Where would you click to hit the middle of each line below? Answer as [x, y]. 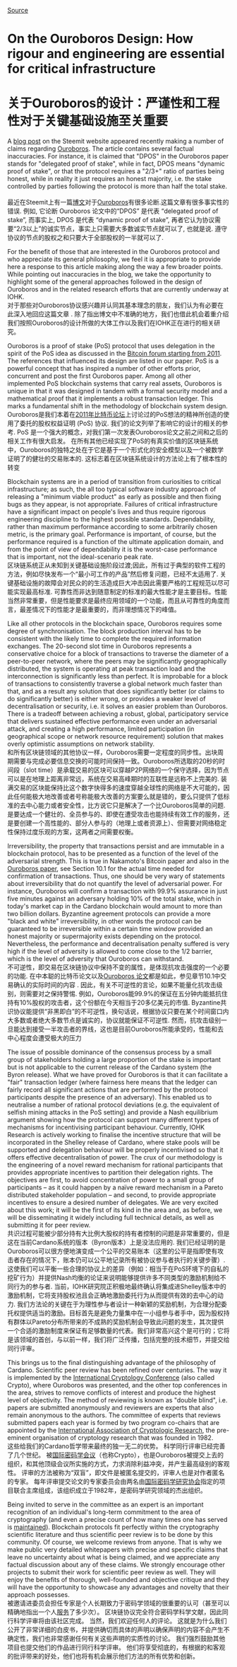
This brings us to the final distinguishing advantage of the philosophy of [112, 1363]
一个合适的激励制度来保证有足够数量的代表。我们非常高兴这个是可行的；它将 [119, 1331]
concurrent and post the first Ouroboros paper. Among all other [99, 376]
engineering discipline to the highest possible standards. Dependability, [111, 519]
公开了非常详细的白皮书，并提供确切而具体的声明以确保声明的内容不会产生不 [119, 1629]
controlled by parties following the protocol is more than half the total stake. [117, 186]
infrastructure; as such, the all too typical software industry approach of [112, 489]
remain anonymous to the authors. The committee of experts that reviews [114, 1415]
